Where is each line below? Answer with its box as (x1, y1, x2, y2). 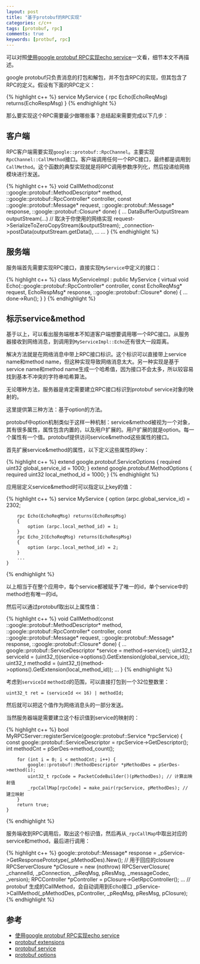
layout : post (6, 8, 39, 15)
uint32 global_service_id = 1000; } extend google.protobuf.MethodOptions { (6, 464, 192, 472)
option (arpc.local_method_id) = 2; (27, 544, 119, 550)
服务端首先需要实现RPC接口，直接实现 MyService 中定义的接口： (6, 264, 161, 271)
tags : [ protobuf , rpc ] (6, 25, 63, 32)
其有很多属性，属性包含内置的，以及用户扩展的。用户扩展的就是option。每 (6, 426, 189, 433)
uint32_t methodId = (6, 660, 56, 667)
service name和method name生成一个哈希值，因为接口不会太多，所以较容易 (6, 366, 194, 373)
